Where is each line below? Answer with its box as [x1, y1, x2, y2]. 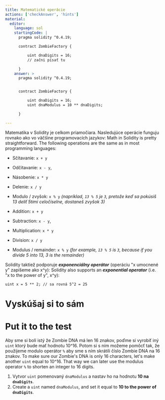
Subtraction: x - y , [12, 218, 51, 224]
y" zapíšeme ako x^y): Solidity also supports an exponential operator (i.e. [5, 267, 156, 273]
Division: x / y [12, 237, 43, 243]
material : [5, 16, 26, 21]
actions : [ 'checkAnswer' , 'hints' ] [5, 12, 79, 17]
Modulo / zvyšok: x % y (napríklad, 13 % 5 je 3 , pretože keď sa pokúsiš [12, 193, 157, 199]
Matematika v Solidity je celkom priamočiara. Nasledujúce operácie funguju [5, 130, 160, 135]
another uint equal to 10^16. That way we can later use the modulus [5, 358, 144, 364]
